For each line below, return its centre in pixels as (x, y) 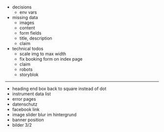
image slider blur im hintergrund (44, 115)
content (27, 28)
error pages (24, 99)
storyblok (29, 75)
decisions (22, 7)
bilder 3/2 (22, 125)
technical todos (28, 49)
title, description (36, 38)
